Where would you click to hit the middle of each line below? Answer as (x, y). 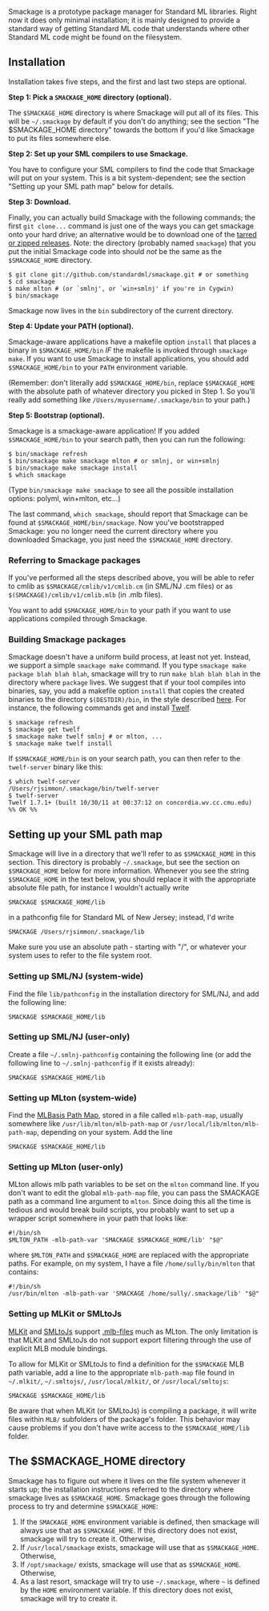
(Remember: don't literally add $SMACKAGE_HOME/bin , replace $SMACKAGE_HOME (132, 382)
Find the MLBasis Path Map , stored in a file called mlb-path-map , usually (126, 1115)
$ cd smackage (32, 281)
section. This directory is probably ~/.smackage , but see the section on (124, 862)
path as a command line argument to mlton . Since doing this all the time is (130, 1201)
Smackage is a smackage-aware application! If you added (104, 430)
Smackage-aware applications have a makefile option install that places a (132, 341)
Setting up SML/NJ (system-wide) (76, 976)
